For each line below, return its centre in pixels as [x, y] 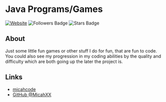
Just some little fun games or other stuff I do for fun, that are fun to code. [81, 50]
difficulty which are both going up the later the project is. [64, 61]
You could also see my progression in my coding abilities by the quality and [83, 56]
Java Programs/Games [54, 9]
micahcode [24, 89]
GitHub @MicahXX [32, 94]
